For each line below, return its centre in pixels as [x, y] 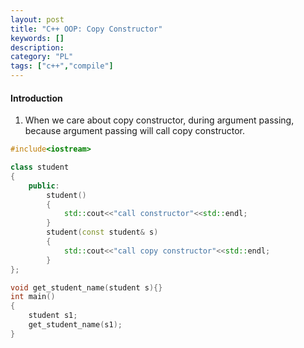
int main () [33, 297]
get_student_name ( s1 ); [75, 325]
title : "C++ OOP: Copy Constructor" [86, 29]
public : [44, 186]
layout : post [37, 19]
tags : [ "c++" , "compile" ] [62, 66]
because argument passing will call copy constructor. [135, 131]
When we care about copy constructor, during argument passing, [159, 120]
